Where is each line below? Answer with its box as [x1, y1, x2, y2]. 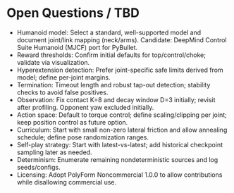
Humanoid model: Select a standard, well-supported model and [16, 28, 202, 37]
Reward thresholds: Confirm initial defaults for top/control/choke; [16, 51, 206, 59]
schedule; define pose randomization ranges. [16, 132, 149, 142]
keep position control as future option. [16, 118, 128, 126]
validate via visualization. [16, 58, 90, 66]
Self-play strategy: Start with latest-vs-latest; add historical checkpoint [16, 140, 223, 149]
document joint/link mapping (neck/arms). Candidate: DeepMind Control [16, 35, 227, 44]
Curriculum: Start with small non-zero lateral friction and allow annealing [16, 125, 228, 134]
